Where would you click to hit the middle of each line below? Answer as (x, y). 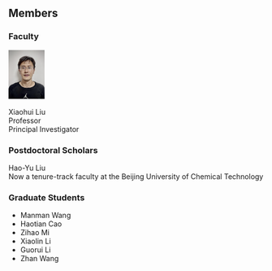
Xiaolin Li (35, 241)
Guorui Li (35, 250)
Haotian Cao (41, 224)
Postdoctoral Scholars (53, 150)
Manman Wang (45, 216)
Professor (25, 120)
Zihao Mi (35, 233)
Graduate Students (47, 197)
